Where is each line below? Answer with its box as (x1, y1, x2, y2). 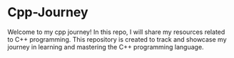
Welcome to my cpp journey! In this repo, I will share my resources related (7, 28, 225, 36)
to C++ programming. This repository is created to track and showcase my (7, 35, 227, 43)
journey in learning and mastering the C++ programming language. (7, 42, 205, 51)
